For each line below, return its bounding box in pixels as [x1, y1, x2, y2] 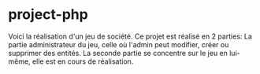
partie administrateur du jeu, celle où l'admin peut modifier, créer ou [8, 39, 229, 49]
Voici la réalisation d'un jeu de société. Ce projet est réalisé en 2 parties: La [8, 31, 252, 41]
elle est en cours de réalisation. [32, 57, 134, 66]
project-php [8, 6, 88, 24]
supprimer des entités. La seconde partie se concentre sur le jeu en [8, 48, 228, 57]
